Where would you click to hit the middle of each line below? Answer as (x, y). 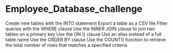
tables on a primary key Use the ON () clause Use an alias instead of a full (83, 34)
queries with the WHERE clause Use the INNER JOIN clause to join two (80, 28)
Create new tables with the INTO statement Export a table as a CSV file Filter (86, 23)
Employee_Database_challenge (74, 9)
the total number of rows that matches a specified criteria (66, 45)
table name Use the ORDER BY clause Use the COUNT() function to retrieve (85, 40)
